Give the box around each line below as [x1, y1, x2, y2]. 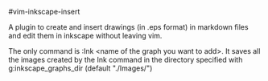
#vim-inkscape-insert [8, 7, 80, 16]
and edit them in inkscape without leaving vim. [8, 31, 163, 40]
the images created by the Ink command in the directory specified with [8, 55, 243, 64]
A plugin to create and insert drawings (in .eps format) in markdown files [8, 22, 249, 31]
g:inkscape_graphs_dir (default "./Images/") [8, 63, 153, 73]
